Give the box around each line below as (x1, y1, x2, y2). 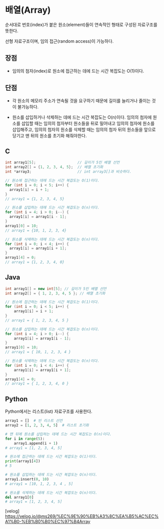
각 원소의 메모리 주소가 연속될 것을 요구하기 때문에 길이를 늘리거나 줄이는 (12, 98, 151, 104)
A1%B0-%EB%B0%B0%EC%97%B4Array (5, 519, 91, 525)
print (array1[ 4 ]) (5, 459, 41, 464)
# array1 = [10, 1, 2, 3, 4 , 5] (5, 481, 73, 486)
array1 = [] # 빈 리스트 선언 (5, 418, 63, 423)
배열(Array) (5, 4, 51, 16)
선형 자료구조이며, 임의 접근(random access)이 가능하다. (5, 38, 114, 44)
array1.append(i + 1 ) (14, 441, 58, 446)
